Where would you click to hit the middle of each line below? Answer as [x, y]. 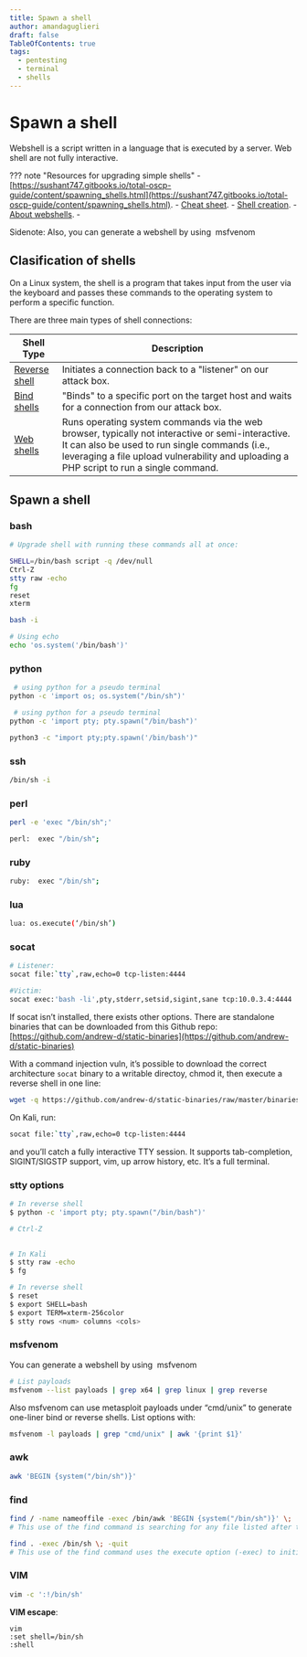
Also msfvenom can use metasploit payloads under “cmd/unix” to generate [151, 1407]
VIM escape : [34, 1612]
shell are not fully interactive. [64, 157]
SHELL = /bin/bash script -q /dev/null [81, 562]
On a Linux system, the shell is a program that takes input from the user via [151, 282]
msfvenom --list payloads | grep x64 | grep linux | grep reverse [138, 1390]
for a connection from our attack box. [142, 407]
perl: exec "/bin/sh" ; [55, 839]
